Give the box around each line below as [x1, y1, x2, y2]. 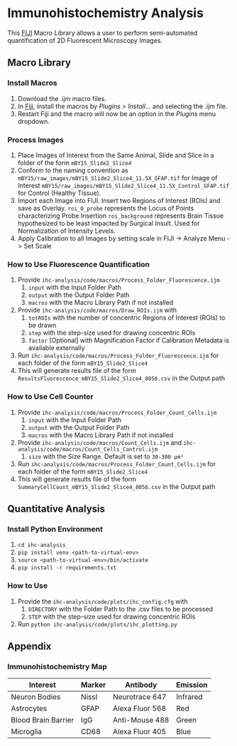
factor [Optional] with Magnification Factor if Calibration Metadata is [28, 336, 229, 345]
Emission [176, 680, 208, 690]
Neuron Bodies [11, 692, 61, 702]
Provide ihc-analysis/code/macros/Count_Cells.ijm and [17, 438, 182, 446]
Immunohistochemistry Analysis [7, 5, 204, 21]
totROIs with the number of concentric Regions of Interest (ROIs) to [28, 313, 226, 322]
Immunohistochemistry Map [7, 661, 108, 671]
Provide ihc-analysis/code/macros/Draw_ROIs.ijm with [17, 306, 177, 315]
